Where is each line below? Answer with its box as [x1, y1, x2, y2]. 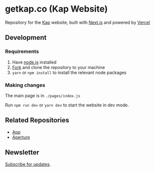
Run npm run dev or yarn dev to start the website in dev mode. [5, 102, 129, 108]
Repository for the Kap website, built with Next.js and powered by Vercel [5, 19, 151, 25]
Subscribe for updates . [5, 161, 51, 167]
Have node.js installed [12, 59, 57, 65]
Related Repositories [5, 116, 69, 124]
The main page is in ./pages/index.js [5, 92, 81, 98]
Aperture [12, 134, 30, 140]
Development [5, 34, 47, 42]
